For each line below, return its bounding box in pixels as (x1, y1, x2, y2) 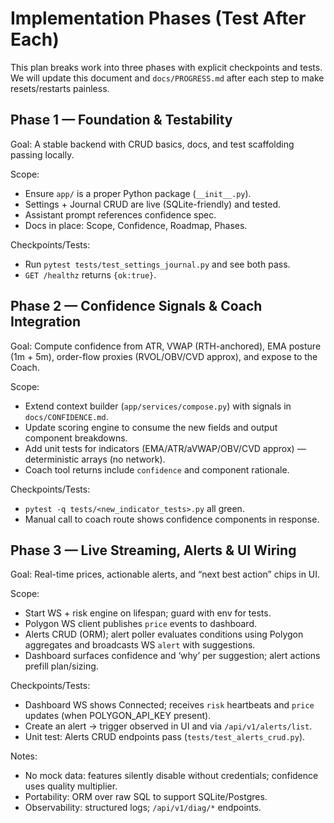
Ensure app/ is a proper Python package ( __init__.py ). (24, 187, 252, 199)
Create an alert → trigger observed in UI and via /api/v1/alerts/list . (24, 720, 313, 732)
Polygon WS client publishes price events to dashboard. (24, 618, 258, 630)
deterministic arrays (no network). (24, 453, 166, 465)
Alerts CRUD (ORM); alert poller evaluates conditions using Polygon (24, 628, 304, 641)
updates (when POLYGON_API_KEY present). (24, 710, 212, 722)
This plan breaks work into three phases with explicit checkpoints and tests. (10, 61, 323, 73)
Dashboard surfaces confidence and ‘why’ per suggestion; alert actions (24, 650, 321, 662)
